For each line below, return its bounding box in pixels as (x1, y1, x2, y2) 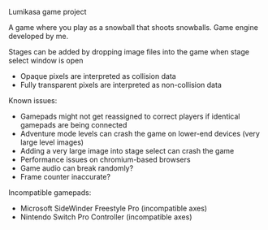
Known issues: (8, 96, 58, 105)
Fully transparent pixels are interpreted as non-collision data (19, 80, 222, 89)
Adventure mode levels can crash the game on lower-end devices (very (19, 129, 260, 138)
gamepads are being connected (19, 120, 128, 129)
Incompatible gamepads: (8, 188, 92, 197)
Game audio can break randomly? (19, 163, 134, 173)
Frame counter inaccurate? (19, 172, 111, 181)
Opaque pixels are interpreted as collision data (19, 72, 176, 80)
